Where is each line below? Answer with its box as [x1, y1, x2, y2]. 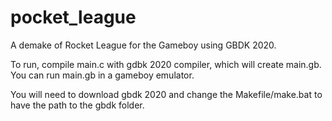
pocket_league [10, 6, 137, 29]
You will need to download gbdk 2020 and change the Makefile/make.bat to [10, 88, 323, 100]
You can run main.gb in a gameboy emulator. [10, 69, 195, 81]
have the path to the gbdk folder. [10, 99, 145, 111]
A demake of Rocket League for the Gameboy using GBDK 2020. [10, 39, 277, 51]
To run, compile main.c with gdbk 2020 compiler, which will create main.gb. [10, 58, 322, 70]
